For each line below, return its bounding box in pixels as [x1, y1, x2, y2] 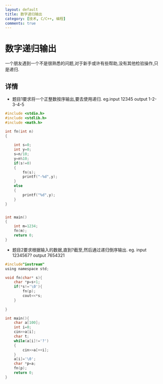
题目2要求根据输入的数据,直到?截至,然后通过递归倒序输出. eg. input [12, 247, 147, 253]
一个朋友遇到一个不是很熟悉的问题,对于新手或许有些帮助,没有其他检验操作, [5, 61, 155, 66]
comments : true [5, 21, 36, 26]
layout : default [5, 7, 38, 12]
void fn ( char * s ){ [5, 275, 42, 280]
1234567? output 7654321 [12, 252, 65, 258]
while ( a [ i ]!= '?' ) [14, 338, 49, 343]
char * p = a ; [14, 361, 36, 366]
